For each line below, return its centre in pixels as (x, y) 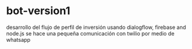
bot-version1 (38, 11)
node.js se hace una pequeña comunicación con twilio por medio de (90, 33)
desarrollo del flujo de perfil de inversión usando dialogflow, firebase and (96, 27)
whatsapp (19, 40)
